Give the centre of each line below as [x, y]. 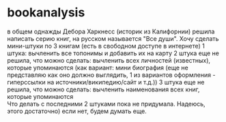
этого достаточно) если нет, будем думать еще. [77, 111]
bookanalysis [46, 13]
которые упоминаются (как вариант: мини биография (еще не [98, 67]
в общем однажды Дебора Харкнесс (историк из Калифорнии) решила [111, 31]
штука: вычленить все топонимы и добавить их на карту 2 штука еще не [113, 53]
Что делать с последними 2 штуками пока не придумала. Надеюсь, [107, 104]
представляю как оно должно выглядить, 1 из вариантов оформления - [111, 75]
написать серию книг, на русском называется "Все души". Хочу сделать [113, 38]
